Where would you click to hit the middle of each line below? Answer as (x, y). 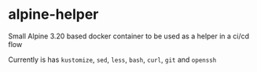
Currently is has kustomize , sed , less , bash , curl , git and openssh (112, 59)
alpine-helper (53, 14)
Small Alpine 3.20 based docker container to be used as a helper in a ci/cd (129, 36)
